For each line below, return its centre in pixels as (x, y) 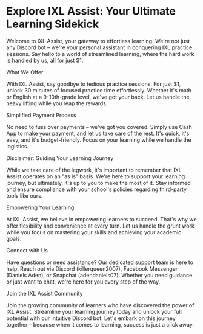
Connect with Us (27, 250)
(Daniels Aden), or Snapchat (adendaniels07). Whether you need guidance (99, 275)
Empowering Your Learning (40, 207)
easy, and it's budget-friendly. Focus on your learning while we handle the (99, 140)
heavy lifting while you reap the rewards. (57, 103)
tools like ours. (25, 195)
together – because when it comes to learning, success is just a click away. (100, 324)
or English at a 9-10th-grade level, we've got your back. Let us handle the (98, 97)
